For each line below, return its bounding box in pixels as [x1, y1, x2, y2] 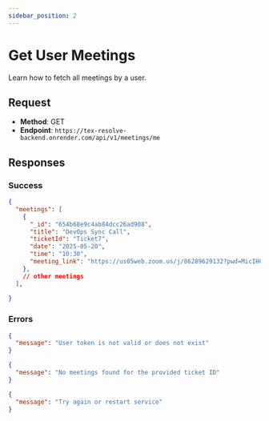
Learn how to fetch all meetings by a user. [8, 73, 147, 82]
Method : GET [19, 117, 66, 126]
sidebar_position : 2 [8, 11, 78, 20]
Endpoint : [19, 126, 54, 135]
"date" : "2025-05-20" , [29, 243, 106, 251]
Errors [8, 314, 34, 325]
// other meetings [22, 272, 84, 280]
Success [8, 179, 43, 190]
